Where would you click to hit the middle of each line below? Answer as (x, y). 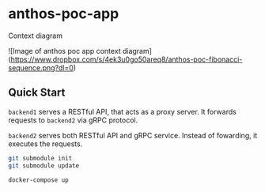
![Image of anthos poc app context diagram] (80, 51)
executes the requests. (45, 144)
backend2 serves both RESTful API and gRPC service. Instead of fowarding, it (133, 135)
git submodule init (40, 158)
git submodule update (44, 166)
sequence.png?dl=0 (41, 67)
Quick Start (37, 93)
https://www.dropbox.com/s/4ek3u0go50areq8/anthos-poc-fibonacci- (127, 59)
